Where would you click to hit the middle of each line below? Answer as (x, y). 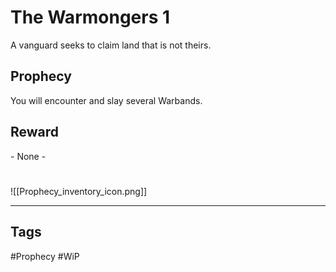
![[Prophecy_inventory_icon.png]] (79, 191)
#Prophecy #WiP (45, 256)
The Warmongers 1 (90, 17)
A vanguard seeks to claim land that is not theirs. (111, 45)
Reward (35, 132)
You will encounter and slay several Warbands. (106, 100)
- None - (28, 156)
